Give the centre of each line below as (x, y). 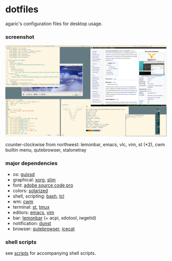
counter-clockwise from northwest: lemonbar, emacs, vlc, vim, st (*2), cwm (85, 144)
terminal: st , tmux (31, 207)
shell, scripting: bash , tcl (39, 196)
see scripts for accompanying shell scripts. (51, 253)
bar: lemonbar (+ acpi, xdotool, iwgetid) (54, 218)
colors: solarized (30, 191)
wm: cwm (23, 202)
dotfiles (22, 9)
